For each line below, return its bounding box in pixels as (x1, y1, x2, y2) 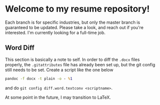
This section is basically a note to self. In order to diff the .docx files (5, 57, 140, 62)
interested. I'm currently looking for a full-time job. (5, 30, 106, 35)
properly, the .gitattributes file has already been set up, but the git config (5, 61, 156, 67)
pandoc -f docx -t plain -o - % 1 (5, 76, 73, 81)
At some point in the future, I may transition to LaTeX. (5, 94, 111, 100)
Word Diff (5, 44, 35, 52)
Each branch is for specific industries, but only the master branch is (5, 19, 141, 25)
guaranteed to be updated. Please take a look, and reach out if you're (5, 24, 144, 30)
